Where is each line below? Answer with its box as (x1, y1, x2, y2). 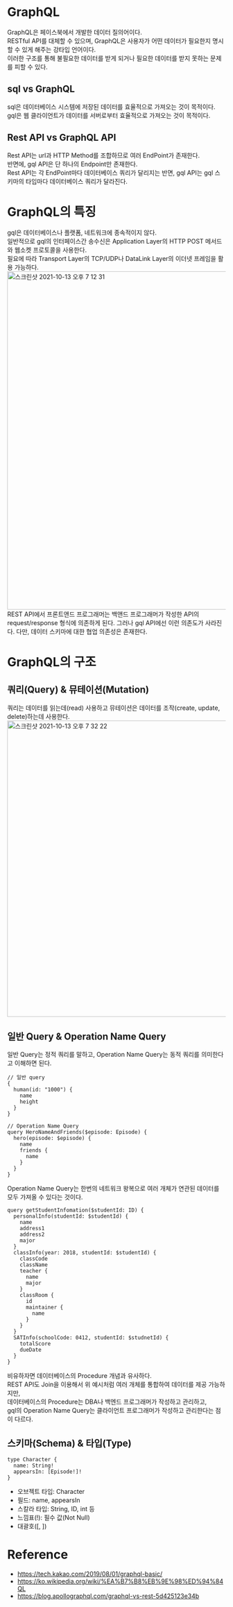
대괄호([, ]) (17, 1522, 47, 1531)
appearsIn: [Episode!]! (13, 1468, 82, 1475)
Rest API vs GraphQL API (7, 132, 116, 144)
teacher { (19, 1268, 49, 1275)
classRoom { (19, 1292, 54, 1299)
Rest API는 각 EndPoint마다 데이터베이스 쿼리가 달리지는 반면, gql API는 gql (7, 168, 214, 177)
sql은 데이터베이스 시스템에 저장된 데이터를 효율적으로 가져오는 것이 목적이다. (7, 102, 216, 111)
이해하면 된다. (14, 1059, 52, 1067)
